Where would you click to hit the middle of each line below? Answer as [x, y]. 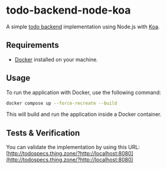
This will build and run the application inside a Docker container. [84, 114]
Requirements [32, 45]
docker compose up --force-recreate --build [62, 103]
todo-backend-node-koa [68, 10]
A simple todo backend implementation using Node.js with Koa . [83, 27]
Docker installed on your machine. [56, 59]
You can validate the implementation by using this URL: [73, 147]
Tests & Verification [43, 133]
